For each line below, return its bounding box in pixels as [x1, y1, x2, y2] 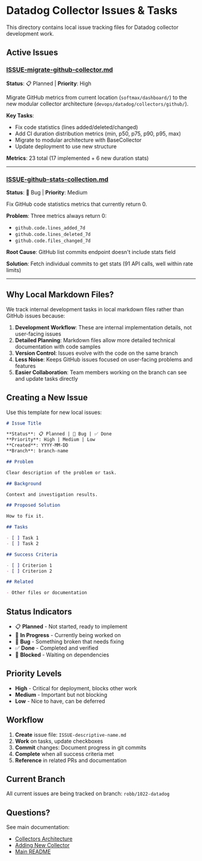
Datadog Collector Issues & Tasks [6, 4, 178, 17]
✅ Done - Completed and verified [14, 644, 99, 652]
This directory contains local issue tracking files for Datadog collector [6, 24, 179, 31]
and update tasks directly [14, 375, 78, 382]
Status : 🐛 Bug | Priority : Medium [6, 188, 88, 196]
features [14, 362, 36, 369]
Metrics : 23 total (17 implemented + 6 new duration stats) [6, 154, 149, 162]
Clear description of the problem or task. [6, 469, 117, 475]
